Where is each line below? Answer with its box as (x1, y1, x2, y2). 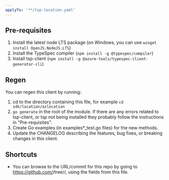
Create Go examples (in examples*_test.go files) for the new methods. (12, 125, 158, 131)
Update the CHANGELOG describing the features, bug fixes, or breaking (12, 130, 163, 137)
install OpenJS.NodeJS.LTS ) (12, 45, 71, 51)
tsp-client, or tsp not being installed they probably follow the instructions (12, 114, 164, 120)
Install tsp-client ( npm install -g (12, 56, 81, 62)
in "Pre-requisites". (12, 119, 52, 125)
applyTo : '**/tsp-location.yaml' (5, 7, 76, 13)
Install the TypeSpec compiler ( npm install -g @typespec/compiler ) (12, 50, 154, 56)
